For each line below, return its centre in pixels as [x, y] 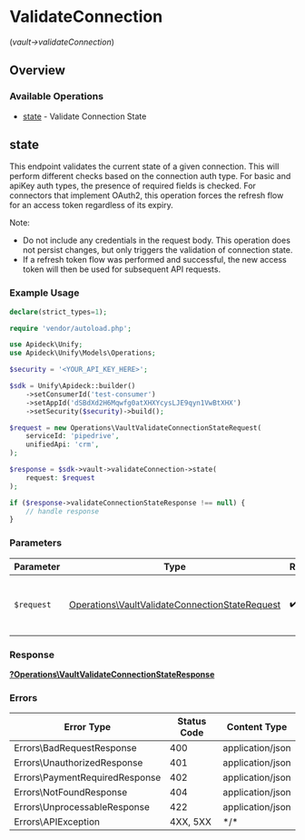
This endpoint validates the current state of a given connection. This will [144, 166]
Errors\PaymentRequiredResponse [88, 777]
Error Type [88, 727]
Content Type [257, 727]
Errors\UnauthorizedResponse [79, 763]
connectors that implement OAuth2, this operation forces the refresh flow [147, 195]
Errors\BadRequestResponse [76, 748]
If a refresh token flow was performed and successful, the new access [155, 260]
